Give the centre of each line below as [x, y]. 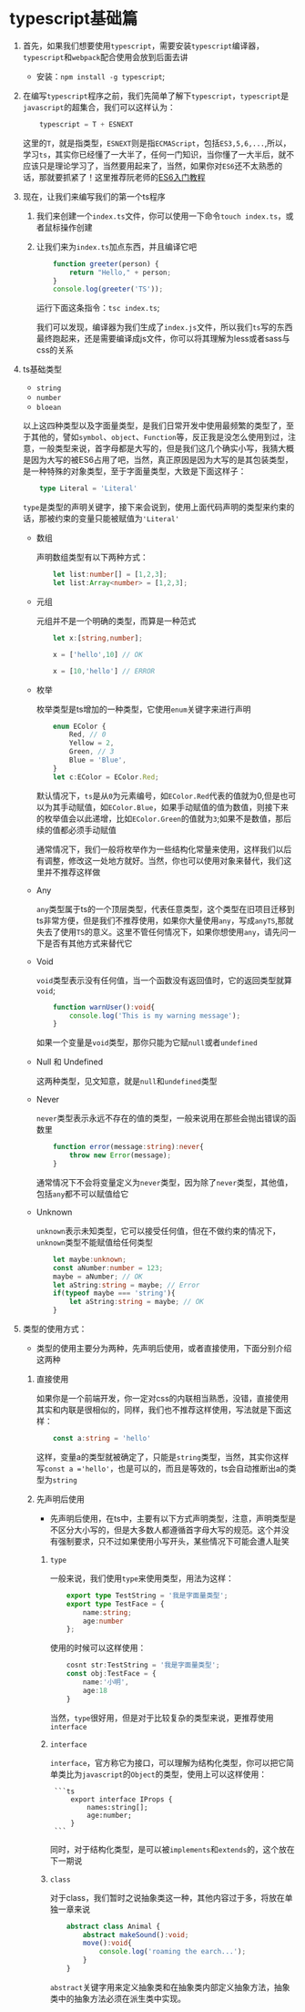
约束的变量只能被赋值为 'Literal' [117, 518]
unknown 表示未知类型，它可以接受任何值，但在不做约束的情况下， [158, 1230]
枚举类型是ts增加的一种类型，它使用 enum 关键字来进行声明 [144, 709]
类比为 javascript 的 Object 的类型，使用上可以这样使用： [162, 1774]
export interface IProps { [122, 1799]
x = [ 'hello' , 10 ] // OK [98, 654]
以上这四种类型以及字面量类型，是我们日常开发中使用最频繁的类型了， [154, 426]
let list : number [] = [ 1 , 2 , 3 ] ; [110, 575]
